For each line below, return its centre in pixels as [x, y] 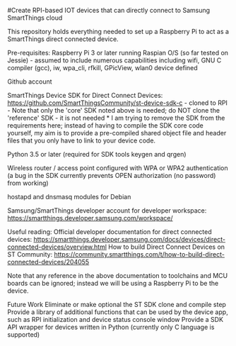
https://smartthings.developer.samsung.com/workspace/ [90, 218]
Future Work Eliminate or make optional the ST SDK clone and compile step [117, 305]
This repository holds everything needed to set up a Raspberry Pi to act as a [118, 32]
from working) [28, 183]
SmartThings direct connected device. [63, 39]
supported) [24, 335]
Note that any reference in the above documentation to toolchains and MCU [118, 275]
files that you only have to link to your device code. [82, 140]
